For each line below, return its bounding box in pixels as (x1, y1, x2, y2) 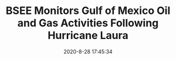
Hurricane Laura (48, 29, 128, 42)
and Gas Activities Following (17, 16, 159, 30)
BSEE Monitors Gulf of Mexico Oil (5, 4, 171, 17)
